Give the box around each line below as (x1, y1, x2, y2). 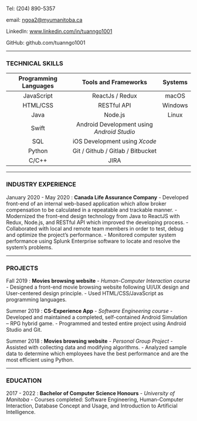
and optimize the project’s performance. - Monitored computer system (6, 231, 176, 238)
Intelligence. (6, 409, 36, 416)
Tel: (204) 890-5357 (6, 5, 56, 12)
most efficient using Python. (6, 356, 74, 363)
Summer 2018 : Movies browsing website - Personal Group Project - (6, 338, 173, 345)
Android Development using (76, 121, 154, 129)
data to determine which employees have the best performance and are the (6, 350, 189, 357)
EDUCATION (6, 376, 42, 385)
